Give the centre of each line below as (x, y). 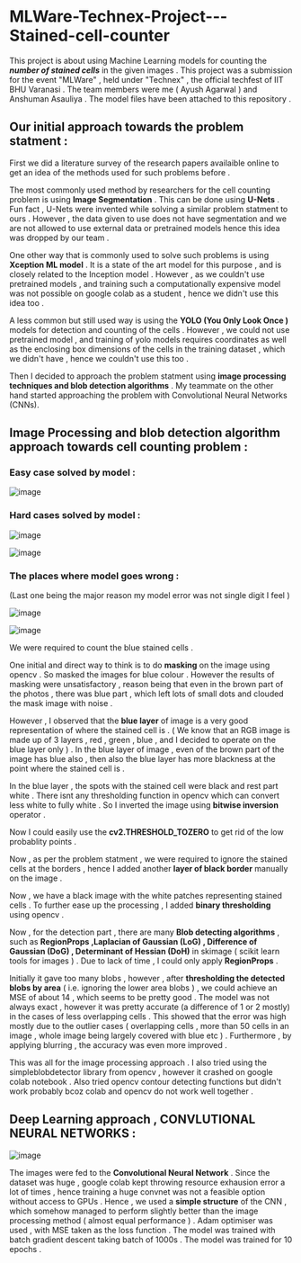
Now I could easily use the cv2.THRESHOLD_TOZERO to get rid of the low (147, 832)
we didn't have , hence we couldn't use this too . (99, 358)
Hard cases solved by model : (75, 515)
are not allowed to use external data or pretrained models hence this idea (145, 228)
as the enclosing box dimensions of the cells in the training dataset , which (147, 349)
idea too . (27, 302)
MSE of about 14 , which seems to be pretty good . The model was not (139, 998)
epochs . (26, 1249)
